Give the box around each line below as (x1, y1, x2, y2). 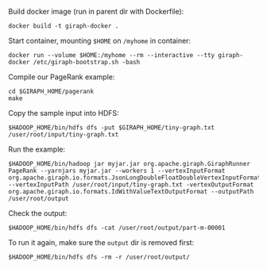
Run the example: (8, 144, 66, 154)
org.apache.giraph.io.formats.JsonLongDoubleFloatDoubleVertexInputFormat (8, 174, 261, 182)
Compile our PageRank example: (8, 72, 115, 82)
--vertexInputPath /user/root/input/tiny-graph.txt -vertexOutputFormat (8, 181, 254, 189)
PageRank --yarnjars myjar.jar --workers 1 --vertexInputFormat (8, 167, 226, 175)
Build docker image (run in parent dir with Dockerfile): (8, 7, 184, 16)
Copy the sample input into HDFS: (8, 109, 119, 117)
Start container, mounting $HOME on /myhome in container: (8, 36, 192, 45)
